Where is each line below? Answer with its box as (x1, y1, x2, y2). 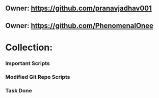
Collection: (5, 42, 53, 53)
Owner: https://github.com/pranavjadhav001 (5, 4, 152, 13)
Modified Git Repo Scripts (5, 73, 70, 80)
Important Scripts (5, 59, 50, 67)
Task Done (5, 87, 32, 94)
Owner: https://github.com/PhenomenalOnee (5, 21, 154, 30)
